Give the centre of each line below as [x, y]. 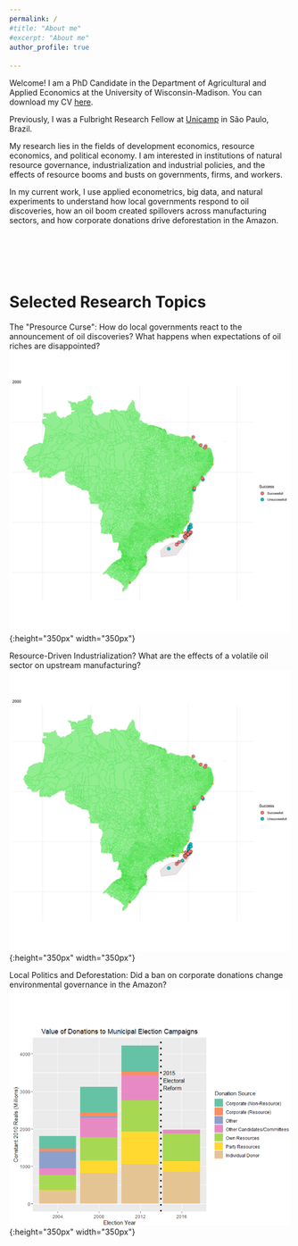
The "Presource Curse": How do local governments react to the [126, 327]
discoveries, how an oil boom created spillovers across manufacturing [138, 211]
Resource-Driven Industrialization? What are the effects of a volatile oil [139, 656]
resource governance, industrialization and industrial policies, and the [137, 165]
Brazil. [21, 129]
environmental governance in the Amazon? [88, 985]
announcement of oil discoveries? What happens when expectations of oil [145, 337]
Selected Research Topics [108, 302]
